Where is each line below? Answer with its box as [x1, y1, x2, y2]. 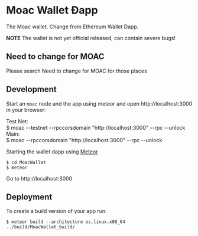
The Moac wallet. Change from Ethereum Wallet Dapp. [6, 23, 139, 30]
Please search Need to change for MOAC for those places [6, 67, 148, 74]
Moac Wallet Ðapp [6, 4, 99, 17]
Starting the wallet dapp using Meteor [6, 148, 98, 155]
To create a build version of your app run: [6, 208, 108, 215]
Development [6, 84, 57, 94]
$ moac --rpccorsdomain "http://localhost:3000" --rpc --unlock [6, 136, 163, 143]
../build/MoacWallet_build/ [6, 224, 76, 230]
